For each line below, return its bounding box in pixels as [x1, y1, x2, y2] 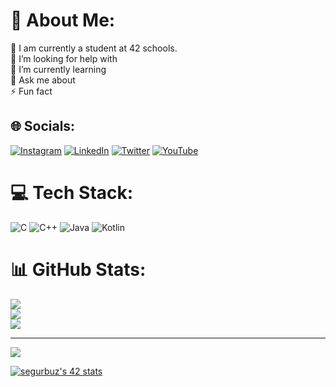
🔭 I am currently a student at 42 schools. [10, 42, 178, 54]
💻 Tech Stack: [10, 181, 134, 204]
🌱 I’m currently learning [10, 63, 107, 75]
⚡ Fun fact [10, 85, 53, 97]
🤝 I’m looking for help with [10, 52, 118, 64]
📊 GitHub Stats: [10, 258, 147, 281]
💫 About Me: [10, 9, 116, 32]
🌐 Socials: [10, 118, 76, 135]
